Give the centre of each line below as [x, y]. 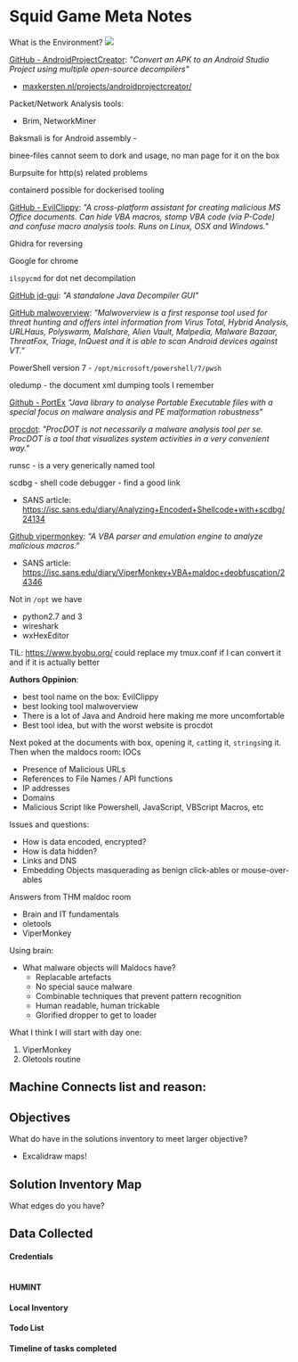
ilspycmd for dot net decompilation [72, 277]
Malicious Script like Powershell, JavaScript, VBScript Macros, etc [143, 807]
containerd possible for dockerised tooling [87, 190]
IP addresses [46, 788]
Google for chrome [44, 260]
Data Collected [51, 1234]
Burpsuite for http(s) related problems [79, 172]
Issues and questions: [49, 824]
